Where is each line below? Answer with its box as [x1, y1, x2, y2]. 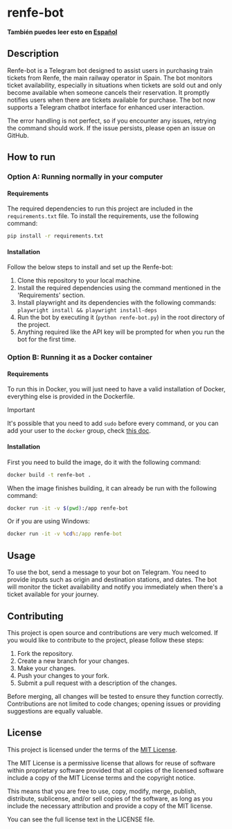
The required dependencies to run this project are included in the [7, 204, 193, 213]
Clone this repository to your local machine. [17, 276, 142, 285]
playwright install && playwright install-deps [17, 307, 157, 314]
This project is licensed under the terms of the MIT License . [7, 745, 178, 754]
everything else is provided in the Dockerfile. [7, 393, 135, 401]
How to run [7, 151, 56, 163]
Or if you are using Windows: [7, 517, 90, 526]
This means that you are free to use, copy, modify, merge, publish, [7, 787, 197, 795]
